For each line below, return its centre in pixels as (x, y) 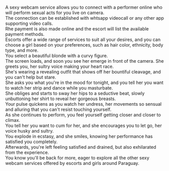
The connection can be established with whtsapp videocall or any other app (84, 18)
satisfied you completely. (31, 142)
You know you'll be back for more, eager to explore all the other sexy (77, 158)
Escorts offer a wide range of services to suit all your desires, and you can (83, 39)
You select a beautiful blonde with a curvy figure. (57, 56)
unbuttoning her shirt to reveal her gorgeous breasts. (61, 99)
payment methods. (25, 34)
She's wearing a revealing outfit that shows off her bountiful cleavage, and (83, 72)
